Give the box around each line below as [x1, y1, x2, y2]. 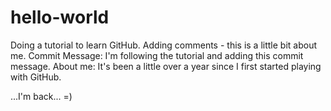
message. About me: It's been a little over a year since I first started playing [10, 60, 322, 72]
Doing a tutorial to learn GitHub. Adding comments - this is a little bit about [10, 39, 318, 51]
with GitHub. [10, 71, 62, 83]
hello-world [10, 6, 110, 29]
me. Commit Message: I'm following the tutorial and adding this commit [10, 49, 304, 61]
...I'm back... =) [10, 90, 73, 102]
